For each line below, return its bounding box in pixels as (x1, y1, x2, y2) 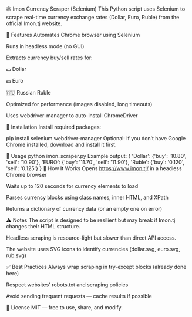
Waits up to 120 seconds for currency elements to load (6, 183, 139, 190)
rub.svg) (6, 252, 26, 259)
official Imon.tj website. (6, 20, 63, 27)
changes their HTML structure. (6, 223, 80, 230)
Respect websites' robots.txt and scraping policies (6, 281, 129, 288)
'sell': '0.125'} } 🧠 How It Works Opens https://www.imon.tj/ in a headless (6, 165, 182, 172)
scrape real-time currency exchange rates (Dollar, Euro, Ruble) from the (6, 14, 180, 21)
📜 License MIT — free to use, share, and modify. (6, 304, 123, 311)
